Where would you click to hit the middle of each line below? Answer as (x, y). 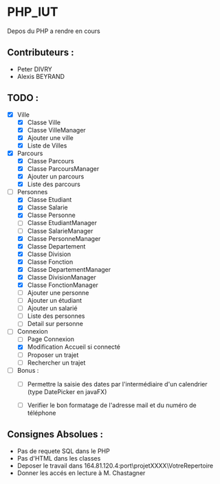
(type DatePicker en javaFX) (67, 391)
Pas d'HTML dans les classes (59, 458)
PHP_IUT (33, 12)
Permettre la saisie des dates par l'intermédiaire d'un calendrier (117, 384)
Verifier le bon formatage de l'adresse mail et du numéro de (112, 405)
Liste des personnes (56, 316)
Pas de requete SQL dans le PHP (63, 451)
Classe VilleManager (56, 130)
